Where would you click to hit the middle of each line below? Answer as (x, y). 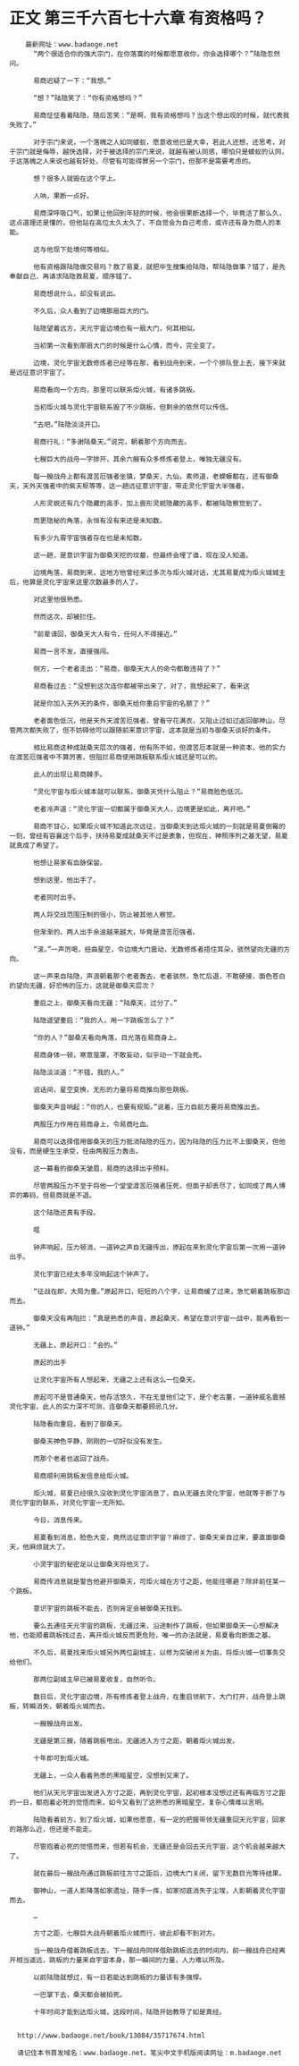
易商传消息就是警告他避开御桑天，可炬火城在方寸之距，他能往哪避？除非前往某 (156, 1581)
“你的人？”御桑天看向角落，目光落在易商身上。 (107, 1037)
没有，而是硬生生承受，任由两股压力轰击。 (76, 1151)
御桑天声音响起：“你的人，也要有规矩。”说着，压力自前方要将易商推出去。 (148, 1107)
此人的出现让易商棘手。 (70, 775)
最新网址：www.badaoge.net (72, 44)
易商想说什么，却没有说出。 (76, 293)
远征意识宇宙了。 (42, 372)
